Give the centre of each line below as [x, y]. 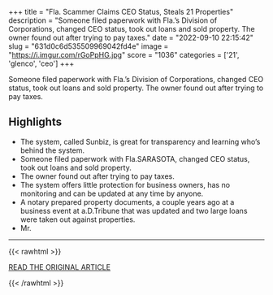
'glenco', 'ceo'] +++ [41, 63]
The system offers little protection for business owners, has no [125, 184]
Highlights [35, 122]
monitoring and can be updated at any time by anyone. [112, 193]
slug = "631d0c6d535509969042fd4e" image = [89, 46]
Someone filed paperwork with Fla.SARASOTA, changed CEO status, [135, 158]
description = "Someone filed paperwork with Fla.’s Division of [113, 20]
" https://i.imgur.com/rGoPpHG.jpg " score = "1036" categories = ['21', [124, 55]
